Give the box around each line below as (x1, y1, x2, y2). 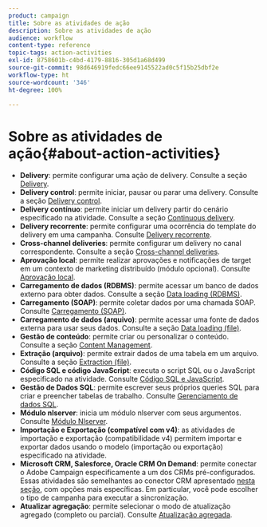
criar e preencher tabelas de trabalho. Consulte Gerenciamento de (19, 391, 238, 401)
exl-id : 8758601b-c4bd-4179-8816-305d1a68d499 (8, 57, 166, 65)
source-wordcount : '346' (8, 78, 91, 86)
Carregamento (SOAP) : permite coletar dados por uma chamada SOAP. (19, 298, 257, 307)
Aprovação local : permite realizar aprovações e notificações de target (19, 256, 252, 265)
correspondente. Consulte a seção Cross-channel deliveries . (19, 247, 221, 256)
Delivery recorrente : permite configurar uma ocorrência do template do (19, 221, 257, 232)
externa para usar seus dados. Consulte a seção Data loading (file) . (19, 323, 241, 333)
